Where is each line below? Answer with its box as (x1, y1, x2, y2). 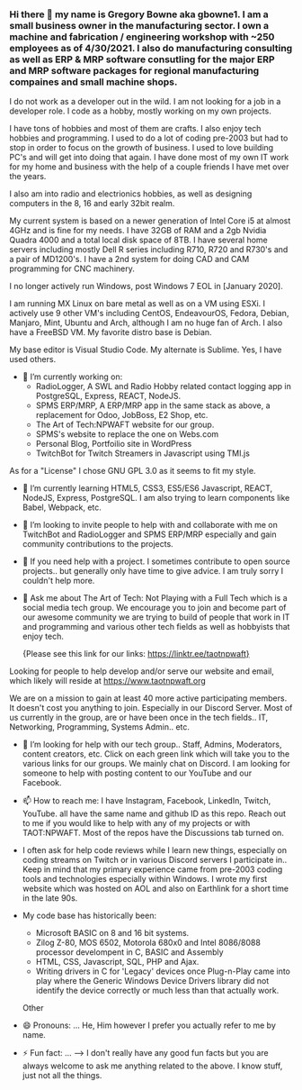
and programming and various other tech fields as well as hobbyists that (22, 622, 290, 632)
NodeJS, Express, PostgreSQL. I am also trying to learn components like (22, 493, 290, 504)
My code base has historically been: (22, 910, 157, 922)
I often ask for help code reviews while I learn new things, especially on (22, 845, 288, 856)
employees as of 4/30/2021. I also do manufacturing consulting (9, 41, 293, 54)
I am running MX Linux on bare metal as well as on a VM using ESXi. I (9, 298, 266, 309)
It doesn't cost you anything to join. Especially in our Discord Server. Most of (9, 703, 293, 713)
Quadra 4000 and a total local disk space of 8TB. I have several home (9, 234, 268, 246)
